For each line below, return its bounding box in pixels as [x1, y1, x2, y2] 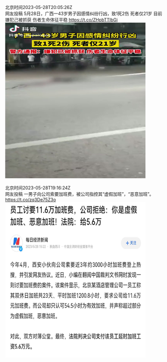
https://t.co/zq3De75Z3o [5, 197, 56, 203]
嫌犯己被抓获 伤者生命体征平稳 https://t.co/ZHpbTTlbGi [5, 17, 118, 22]
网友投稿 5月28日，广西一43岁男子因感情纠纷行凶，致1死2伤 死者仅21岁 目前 [5, 10, 163, 16]
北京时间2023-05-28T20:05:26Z [5, 4, 72, 10]
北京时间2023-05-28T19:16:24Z [5, 185, 71, 191]
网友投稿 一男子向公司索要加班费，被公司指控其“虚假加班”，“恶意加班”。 [5, 191, 154, 197]
